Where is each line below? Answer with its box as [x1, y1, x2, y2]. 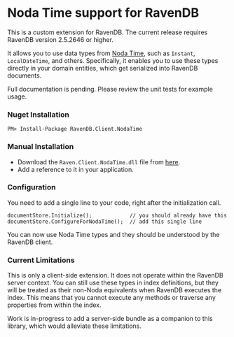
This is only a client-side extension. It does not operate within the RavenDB [7, 271, 224, 280]
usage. [7, 92, 27, 101]
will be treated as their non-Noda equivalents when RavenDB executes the [7, 286, 222, 294]
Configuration [7, 182, 56, 192]
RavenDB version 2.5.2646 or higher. [7, 35, 114, 43]
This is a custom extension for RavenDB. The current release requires [7, 28, 208, 36]
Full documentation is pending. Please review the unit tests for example [7, 85, 214, 93]
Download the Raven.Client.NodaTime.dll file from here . [17, 157, 181, 166]
